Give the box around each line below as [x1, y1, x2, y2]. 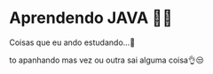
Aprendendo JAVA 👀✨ [9, 8, 173, 28]
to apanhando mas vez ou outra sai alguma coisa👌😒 [9, 55, 204, 65]
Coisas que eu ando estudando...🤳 [9, 37, 136, 48]
